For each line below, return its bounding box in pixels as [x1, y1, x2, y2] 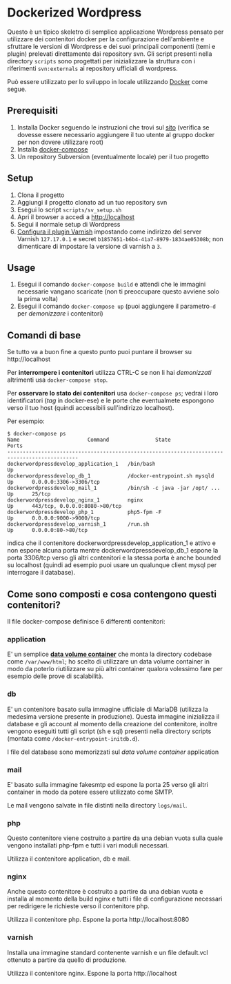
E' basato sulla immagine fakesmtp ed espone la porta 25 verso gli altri [7, 780, 208, 788]
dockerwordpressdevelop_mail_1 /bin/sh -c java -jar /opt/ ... [7, 484, 221, 492]
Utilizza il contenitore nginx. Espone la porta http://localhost [7, 969, 177, 977]
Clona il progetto [17, 191, 65, 199]
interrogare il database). [7, 568, 76, 577]
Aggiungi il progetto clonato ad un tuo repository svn [17, 198, 168, 206]
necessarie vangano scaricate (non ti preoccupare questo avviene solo [17, 287, 219, 296]
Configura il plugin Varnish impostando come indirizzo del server [17, 227, 202, 236]
